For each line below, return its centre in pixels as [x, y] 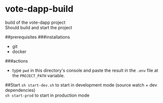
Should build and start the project [39, 27]
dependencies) [20, 90]
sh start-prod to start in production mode [47, 95]
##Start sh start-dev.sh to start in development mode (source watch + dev [81, 85]
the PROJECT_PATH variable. [38, 75]
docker [19, 51]
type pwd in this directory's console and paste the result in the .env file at [85, 70]
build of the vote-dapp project [35, 22]
